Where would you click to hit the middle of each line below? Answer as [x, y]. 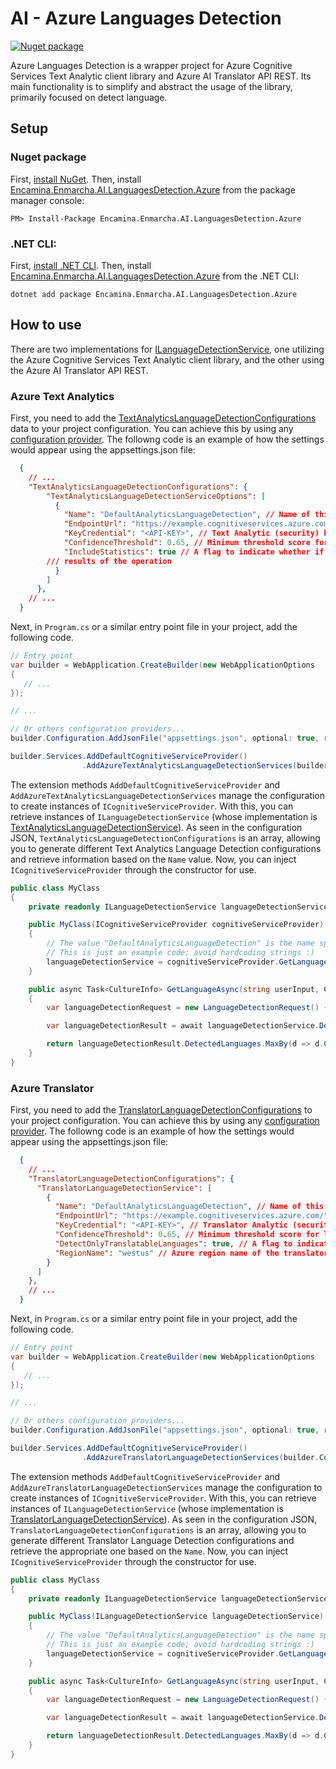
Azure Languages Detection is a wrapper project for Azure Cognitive [151, 65]
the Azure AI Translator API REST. [79, 370]
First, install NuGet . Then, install [76, 179]
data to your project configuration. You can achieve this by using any [152, 429]
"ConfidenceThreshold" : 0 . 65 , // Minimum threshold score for [187, 1235]
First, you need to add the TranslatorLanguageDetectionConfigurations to [161, 1110]
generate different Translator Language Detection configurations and [152, 1540]
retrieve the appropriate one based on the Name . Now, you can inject [149, 1551]
